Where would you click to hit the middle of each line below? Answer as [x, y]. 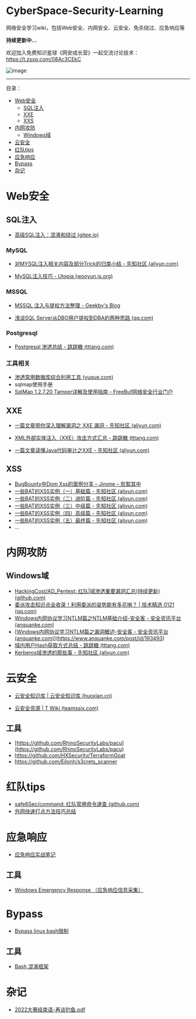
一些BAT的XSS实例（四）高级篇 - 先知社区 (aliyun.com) [81, 513]
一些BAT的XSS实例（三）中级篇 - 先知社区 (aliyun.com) [81, 506]
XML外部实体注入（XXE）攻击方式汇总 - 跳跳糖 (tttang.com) [87, 438]
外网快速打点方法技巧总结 [45, 811]
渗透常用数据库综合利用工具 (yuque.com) [64, 377]
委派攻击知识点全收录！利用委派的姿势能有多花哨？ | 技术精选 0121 [94, 605]
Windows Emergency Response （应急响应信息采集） [79, 890]
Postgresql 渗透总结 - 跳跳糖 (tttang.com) [64, 346]
